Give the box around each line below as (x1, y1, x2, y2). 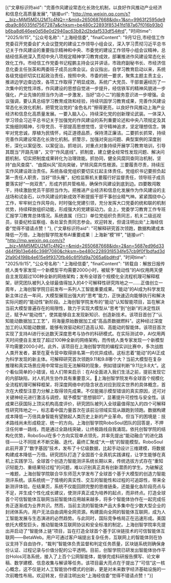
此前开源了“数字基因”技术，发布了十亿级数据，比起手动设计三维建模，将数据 (5, 445, 165, 451)
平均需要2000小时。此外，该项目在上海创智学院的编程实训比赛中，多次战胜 (5, 343, 164, 349)
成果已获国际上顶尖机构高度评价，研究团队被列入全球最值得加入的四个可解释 (5, 401, 166, 406)
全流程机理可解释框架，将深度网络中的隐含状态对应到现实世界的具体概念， (5, 381, 161, 387)
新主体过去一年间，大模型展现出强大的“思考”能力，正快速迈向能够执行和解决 (5, 292, 165, 298)
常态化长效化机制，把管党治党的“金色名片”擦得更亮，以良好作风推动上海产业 (5, 104, 165, 110)
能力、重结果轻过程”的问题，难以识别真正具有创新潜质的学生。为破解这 (14, 464, 164, 470)
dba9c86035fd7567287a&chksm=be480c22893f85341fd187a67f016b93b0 (5, 22, 163, 28)
